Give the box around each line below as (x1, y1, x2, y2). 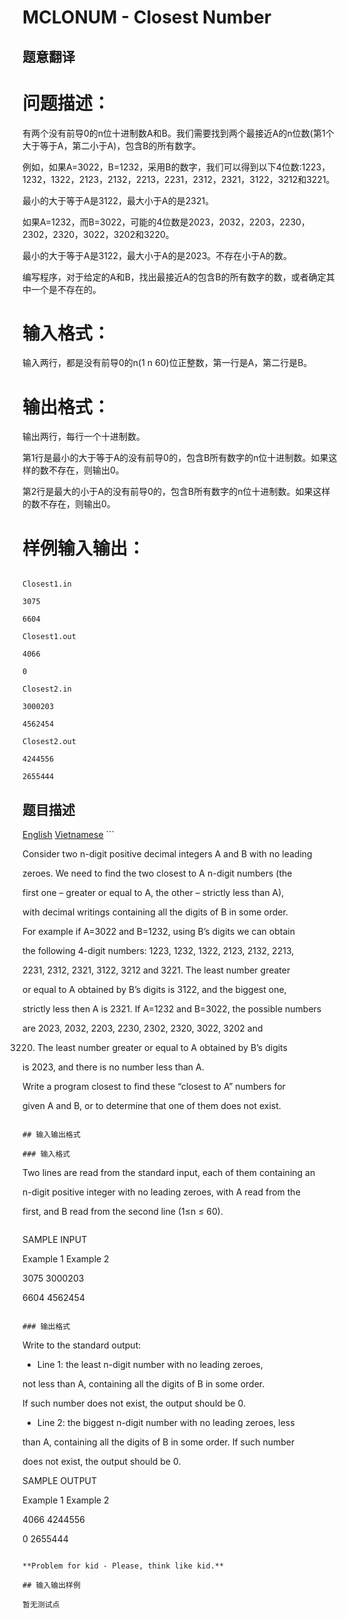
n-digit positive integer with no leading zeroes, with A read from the (22, 1186, 301, 1198)
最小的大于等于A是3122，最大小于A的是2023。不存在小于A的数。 (22, 249, 292, 261)
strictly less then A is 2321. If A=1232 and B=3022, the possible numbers (22, 1003, 322, 1015)
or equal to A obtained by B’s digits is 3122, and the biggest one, (22, 984, 287, 996)
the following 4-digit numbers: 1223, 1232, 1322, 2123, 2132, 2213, (22, 945, 295, 957)
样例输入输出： (22, 537, 146, 560)
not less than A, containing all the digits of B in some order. (22, 1378, 265, 1390)
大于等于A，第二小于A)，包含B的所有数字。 (22, 139, 202, 151)
